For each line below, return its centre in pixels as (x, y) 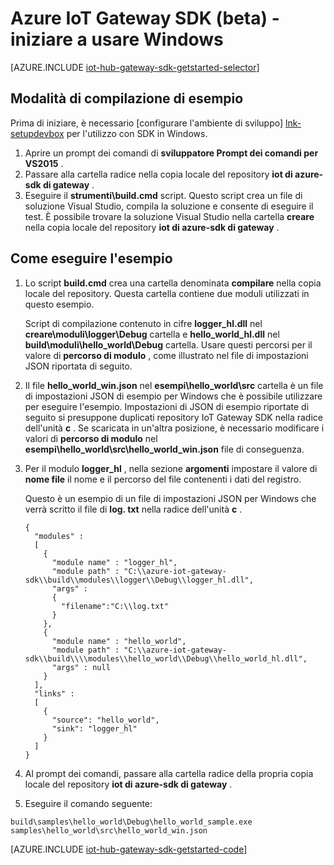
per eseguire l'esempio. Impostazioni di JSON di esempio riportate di (167, 406)
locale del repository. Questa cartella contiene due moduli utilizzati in (167, 293)
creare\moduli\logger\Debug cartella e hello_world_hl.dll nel (152, 334)
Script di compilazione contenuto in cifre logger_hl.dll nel (143, 323)
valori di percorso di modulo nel (91, 438)
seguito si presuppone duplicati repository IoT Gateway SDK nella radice (173, 417)
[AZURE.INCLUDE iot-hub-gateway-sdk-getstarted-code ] (129, 849)
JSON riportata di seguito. (78, 366)
